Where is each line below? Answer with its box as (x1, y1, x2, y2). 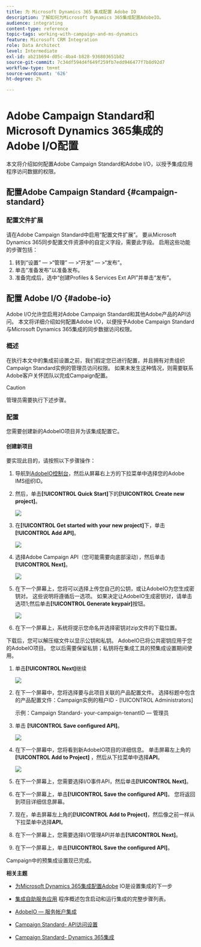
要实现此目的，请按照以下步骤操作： (6, 457, 96, 464)
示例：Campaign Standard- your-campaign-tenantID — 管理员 (14, 709, 169, 717)
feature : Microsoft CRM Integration (6, 37, 98, 43)
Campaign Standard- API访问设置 (14, 921, 98, 928)
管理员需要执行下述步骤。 (6, 396, 70, 404)
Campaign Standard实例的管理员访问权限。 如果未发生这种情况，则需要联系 (6, 364, 194, 371)
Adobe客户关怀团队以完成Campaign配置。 (6, 372, 111, 379)
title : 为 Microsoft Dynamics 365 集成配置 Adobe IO (6, 8, 136, 15)
